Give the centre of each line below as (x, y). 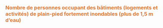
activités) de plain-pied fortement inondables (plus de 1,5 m (79, 14)
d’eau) (13, 20)
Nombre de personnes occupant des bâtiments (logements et (82, 8)
